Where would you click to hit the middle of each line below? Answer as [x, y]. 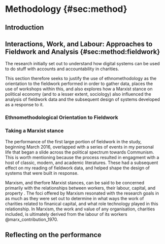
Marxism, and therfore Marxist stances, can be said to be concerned [75, 183]
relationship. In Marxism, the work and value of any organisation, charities [80, 209]
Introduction [25, 27]
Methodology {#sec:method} [66, 9]
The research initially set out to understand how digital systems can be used [82, 64]
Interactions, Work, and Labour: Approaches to [79, 44]
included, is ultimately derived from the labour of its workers [66, 214]
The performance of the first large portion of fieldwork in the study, [73, 141]
